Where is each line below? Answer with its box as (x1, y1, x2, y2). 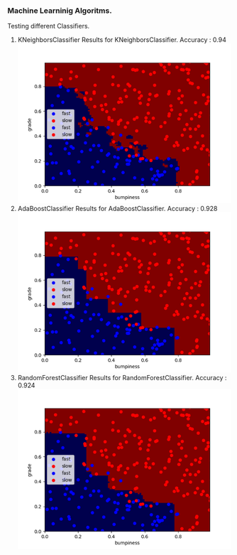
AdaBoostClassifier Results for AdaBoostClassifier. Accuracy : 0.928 (17, 205, 218, 213)
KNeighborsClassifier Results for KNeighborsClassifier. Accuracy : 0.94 (17, 36, 227, 44)
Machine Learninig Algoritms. (7, 6, 112, 16)
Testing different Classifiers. (7, 22, 90, 31)
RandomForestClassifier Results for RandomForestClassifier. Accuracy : (17, 373, 227, 382)
